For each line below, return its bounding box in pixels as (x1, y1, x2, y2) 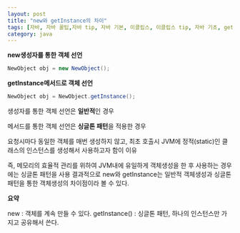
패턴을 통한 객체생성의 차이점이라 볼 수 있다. (7, 179, 130, 187)
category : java (7, 30, 53, 38)
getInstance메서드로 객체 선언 (7, 79, 94, 88)
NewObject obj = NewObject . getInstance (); (7, 93, 136, 100)
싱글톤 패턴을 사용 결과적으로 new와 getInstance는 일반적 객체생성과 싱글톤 (20, 170, 232, 178)
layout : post (7, 10, 46, 18)
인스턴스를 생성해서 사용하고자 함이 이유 (26, 146, 138, 154)
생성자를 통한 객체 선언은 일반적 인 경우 (7, 107, 114, 115)
